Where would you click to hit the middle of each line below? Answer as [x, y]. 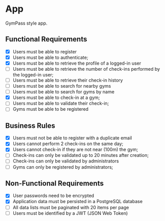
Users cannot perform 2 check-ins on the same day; [68, 144]
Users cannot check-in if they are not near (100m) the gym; [75, 150]
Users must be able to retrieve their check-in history [68, 80]
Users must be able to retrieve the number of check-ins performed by [86, 69]
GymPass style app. [26, 23]
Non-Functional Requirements [55, 183]
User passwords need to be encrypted [53, 196]
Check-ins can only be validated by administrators [66, 161]
